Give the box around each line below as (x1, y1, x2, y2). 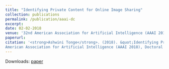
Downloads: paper (5, 58, 44, 64)
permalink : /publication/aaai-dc (5, 16, 75, 21)
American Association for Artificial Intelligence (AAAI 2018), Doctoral (5, 44, 163, 49)
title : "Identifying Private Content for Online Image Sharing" (5, 7, 143, 12)
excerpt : (5, 21, 24, 26)
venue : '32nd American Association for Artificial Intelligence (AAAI (5, 30, 156, 35)
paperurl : (5, 35, 26, 40)
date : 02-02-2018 (5, 26, 42, 31)
